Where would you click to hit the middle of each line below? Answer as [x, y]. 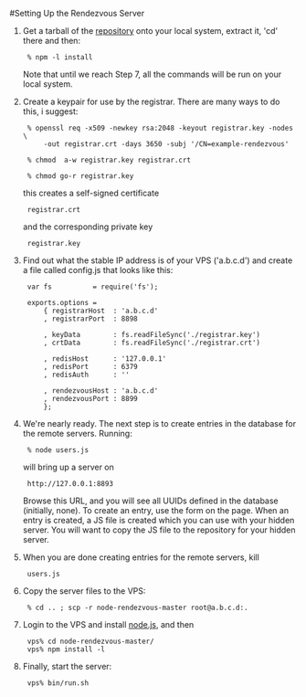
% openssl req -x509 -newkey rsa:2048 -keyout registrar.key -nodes [160, 128]
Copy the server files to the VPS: [84, 591]
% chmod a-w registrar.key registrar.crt [109, 160]
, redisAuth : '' [86, 375]
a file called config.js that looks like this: [98, 270]
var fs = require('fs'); [93, 287]
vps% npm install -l [66, 649]
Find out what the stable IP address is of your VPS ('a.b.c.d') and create [158, 260]
